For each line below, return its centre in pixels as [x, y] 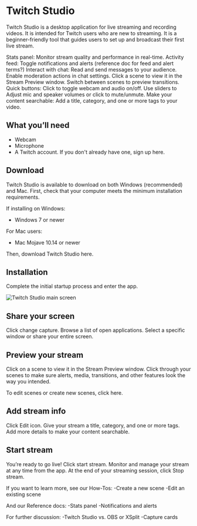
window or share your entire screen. [50, 337]
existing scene [24, 494]
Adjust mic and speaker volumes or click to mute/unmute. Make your [89, 94]
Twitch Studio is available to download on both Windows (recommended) [94, 184]
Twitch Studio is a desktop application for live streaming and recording [91, 27]
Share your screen [40, 316]
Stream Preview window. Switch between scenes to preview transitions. [93, 82]
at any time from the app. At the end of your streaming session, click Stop [95, 470]
